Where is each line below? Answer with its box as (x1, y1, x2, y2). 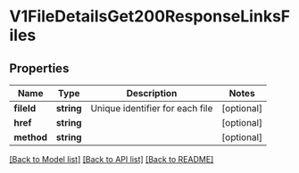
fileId (13, 103, 37, 114)
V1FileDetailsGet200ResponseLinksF (9, 6, 291, 27)
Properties (9, 61, 70, 76)
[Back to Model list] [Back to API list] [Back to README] (9, 154, 214, 164)
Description (126, 87, 178, 99)
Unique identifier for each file (90, 103, 213, 114)
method (13, 131, 47, 144)
